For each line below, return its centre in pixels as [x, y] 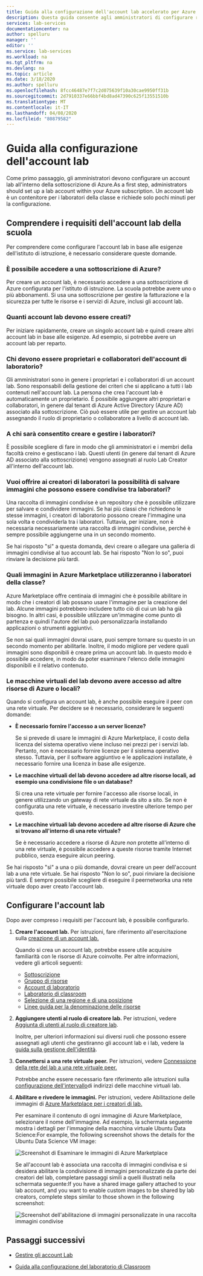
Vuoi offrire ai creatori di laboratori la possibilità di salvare [93, 482]
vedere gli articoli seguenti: [49, 963]
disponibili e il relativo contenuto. [47, 665]
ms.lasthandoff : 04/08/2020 [42, 113]
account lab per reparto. [37, 343]
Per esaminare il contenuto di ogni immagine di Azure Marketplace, [98, 1115]
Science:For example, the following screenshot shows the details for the [105, 1134]
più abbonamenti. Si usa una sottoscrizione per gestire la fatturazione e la [98, 295]
